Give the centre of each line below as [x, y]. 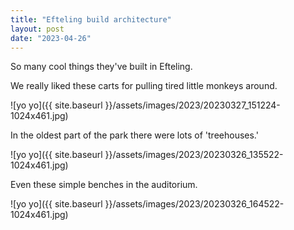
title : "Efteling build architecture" [91, 19]
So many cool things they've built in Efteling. [101, 67]
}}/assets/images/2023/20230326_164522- [194, 204]
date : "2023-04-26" [51, 38]
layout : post [37, 29]
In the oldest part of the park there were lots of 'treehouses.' [134, 135]
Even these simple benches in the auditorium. [104, 185]
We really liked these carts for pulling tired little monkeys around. [144, 86]
